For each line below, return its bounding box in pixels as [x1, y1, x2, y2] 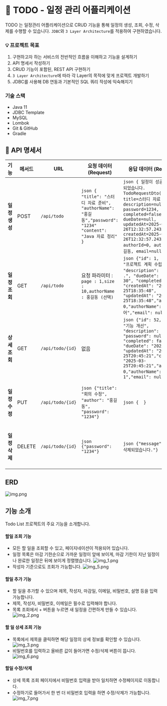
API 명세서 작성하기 [12, 60, 51, 66]
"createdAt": [123, 283, 154, 288]
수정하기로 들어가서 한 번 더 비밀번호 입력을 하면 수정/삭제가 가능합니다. [12, 690, 151, 696]
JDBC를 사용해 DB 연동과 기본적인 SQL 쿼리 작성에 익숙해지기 [12, 79, 133, 85]
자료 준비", [87, 200, 111, 206]
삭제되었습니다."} [123, 447, 159, 453]
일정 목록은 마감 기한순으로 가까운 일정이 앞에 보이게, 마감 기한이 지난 [12, 552, 147, 558]
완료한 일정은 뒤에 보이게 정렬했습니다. [17, 558, 92, 564]
